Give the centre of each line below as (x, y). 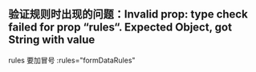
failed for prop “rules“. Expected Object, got (120, 28)
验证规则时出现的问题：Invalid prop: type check (128, 14)
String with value (52, 40)
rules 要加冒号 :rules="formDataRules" (72, 60)
